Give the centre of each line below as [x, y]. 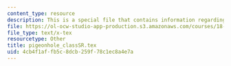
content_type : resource [41, 13]
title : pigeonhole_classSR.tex [52, 45]
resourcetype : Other [37, 39]
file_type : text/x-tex [40, 33]
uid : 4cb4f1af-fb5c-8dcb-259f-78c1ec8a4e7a [70, 52]
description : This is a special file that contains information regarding [117, 20]
